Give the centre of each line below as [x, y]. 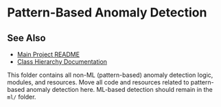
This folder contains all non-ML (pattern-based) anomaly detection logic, [110, 75]
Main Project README [48, 54]
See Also [26, 38]
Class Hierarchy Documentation [62, 62]
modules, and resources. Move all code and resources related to [98, 82]
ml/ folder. [22, 97]
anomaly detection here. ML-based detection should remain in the [119, 90]
